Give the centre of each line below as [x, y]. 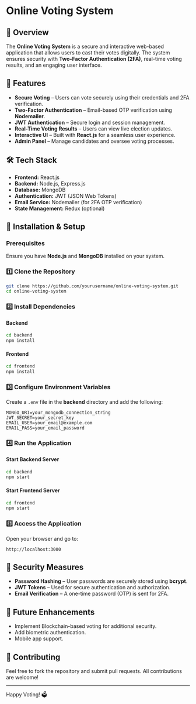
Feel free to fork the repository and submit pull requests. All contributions [94, 671]
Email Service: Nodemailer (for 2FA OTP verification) [78, 202]
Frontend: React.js [37, 177]
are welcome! [22, 678]
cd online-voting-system [36, 291]
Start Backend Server [33, 459]
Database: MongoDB [40, 190]
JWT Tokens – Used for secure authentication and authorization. [92, 588]
